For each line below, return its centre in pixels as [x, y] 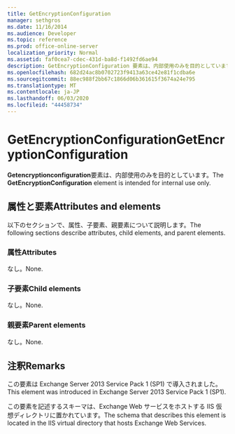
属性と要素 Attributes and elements [84, 206]
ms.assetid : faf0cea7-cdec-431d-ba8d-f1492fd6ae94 [83, 60]
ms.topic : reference [37, 40]
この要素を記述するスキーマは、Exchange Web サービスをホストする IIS [111, 407]
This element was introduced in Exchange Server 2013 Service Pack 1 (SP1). [117, 392]
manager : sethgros [34, 20]
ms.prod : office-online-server [53, 46]
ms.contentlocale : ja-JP [43, 92]
